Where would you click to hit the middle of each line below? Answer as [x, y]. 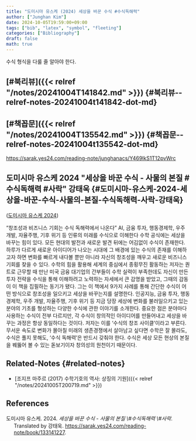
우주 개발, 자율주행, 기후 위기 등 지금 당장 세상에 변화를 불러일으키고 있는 [106, 301]
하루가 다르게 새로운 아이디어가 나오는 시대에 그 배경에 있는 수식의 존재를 [89, 249]
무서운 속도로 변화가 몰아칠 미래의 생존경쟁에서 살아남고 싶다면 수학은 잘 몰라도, [97, 330]
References [27, 404]
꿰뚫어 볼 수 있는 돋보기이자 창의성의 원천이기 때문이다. [75, 345]
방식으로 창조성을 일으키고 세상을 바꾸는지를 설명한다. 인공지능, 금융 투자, [96, 293]
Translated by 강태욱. [39, 426]
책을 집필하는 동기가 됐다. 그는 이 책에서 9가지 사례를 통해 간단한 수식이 [99, 286]
